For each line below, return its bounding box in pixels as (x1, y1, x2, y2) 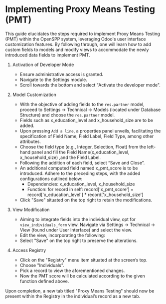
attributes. (19, 138, 41, 144)
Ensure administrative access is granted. (19, 71, 104, 77)
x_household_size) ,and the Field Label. (19, 154, 101, 160)
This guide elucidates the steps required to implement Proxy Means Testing (5, 30, 161, 36)
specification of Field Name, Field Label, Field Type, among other (19, 133, 154, 139)
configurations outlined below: (19, 175, 83, 181)
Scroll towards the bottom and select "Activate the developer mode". (19, 81, 161, 88)
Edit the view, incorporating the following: (19, 232, 106, 238)
